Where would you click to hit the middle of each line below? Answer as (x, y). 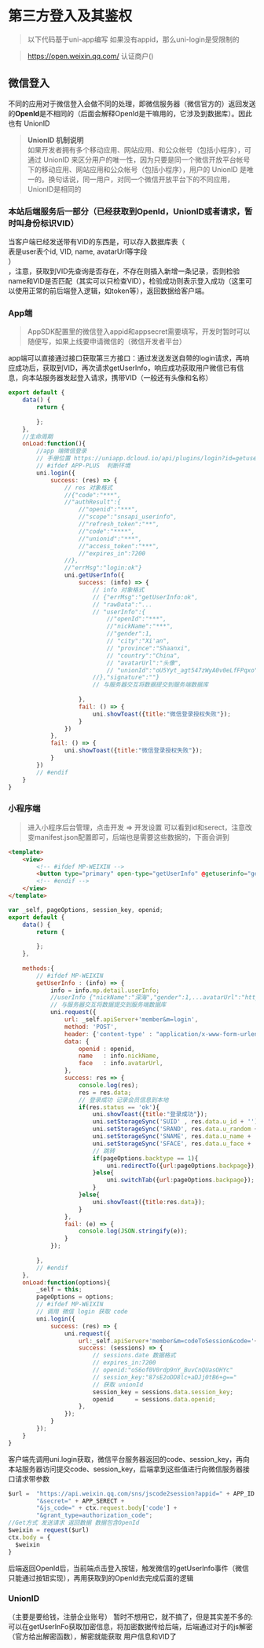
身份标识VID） (51, 223)
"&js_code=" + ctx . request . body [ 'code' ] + (107, 1508)
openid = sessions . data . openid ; (154, 1399)
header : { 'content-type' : (108, 1034)
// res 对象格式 (88, 488)
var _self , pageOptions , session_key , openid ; (86, 910)
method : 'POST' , (91, 1027)
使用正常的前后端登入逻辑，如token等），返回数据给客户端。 (112, 291)
